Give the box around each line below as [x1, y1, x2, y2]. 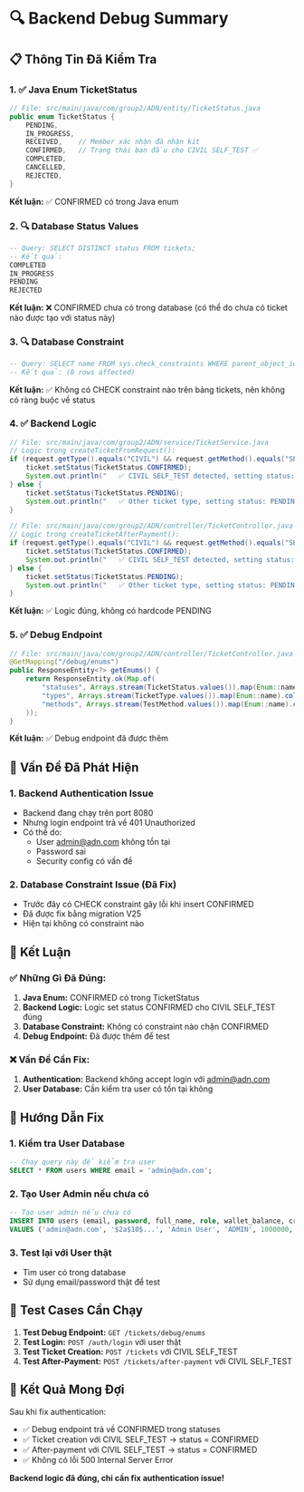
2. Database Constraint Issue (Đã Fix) [9, 878, 177, 891]
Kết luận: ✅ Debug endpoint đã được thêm [9, 732, 169, 744]
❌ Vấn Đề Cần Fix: [9, 1053, 90, 1066]
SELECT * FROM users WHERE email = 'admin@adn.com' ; [9, 1166, 213, 1175]
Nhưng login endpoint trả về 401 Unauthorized [22, 818, 196, 828]
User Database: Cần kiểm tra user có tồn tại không [22, 1083, 214, 1094]
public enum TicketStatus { [9, 111, 116, 121]
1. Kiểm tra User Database [9, 1137, 125, 1149]
